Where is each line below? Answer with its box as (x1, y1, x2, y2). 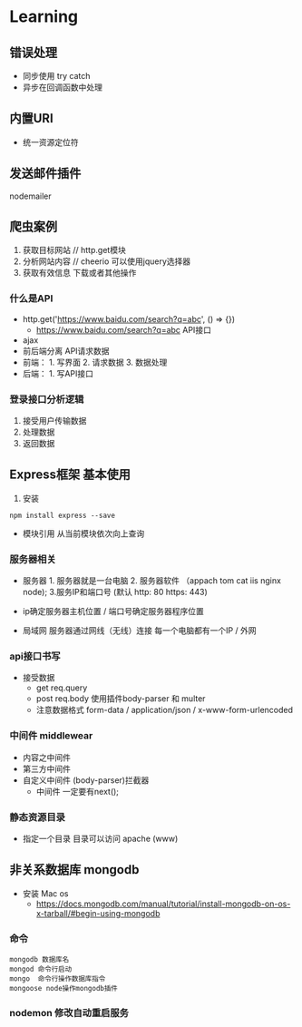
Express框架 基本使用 (9, 467, 132, 483)
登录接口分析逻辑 (9, 393, 84, 406)
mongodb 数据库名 (9, 955, 70, 964)
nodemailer (9, 191, 52, 201)
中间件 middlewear (9, 729, 93, 742)
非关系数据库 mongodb (9, 862, 140, 877)
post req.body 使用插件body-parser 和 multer (35, 693, 206, 704)
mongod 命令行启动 (9, 964, 73, 974)
